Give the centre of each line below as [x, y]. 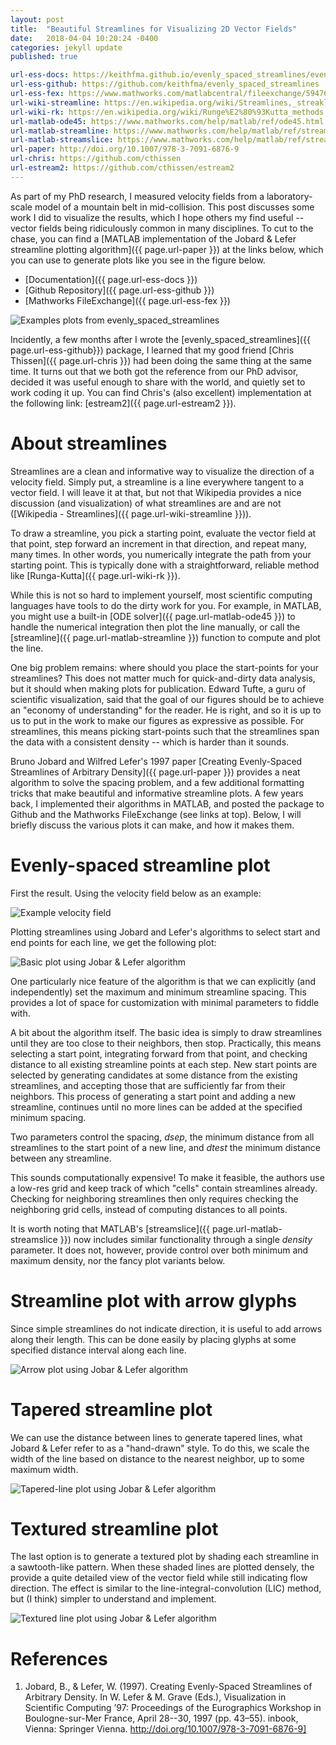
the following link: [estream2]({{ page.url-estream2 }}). [123, 403]
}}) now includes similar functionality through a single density [186, 1239]
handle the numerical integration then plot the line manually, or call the [155, 627]
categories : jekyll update [66, 47]
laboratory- [289, 196]
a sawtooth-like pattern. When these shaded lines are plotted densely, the [162, 1567]
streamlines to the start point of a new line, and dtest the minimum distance [166, 1147]
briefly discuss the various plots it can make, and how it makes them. [152, 825]
